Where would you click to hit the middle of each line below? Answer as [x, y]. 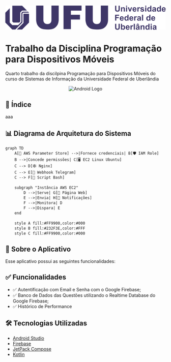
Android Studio [28, 338]
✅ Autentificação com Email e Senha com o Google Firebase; [77, 289]
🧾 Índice [18, 104]
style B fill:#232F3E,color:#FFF [50, 229]
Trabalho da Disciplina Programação [83, 48]
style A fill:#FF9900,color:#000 [50, 223]
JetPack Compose [32, 349]
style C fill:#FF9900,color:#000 [50, 234]
